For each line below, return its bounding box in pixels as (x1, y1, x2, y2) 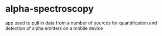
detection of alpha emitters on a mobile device (5, 25, 103, 31)
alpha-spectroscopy (5, 3, 94, 15)
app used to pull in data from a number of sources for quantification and (5, 20, 157, 26)
